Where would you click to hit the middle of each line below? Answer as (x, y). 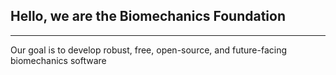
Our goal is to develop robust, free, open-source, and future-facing (148, 50)
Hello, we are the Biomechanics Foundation (148, 16)
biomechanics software (58, 60)
